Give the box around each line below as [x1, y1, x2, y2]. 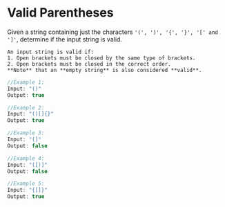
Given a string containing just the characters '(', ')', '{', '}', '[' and [7, 28, 219, 36]
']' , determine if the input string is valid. [7, 35, 123, 43]
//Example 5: [7, 180, 45, 188]
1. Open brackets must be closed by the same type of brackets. [7, 54, 196, 62]
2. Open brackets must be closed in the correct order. [7, 60, 171, 67]
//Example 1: [7, 78, 45, 86]
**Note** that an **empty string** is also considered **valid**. [7, 66, 202, 73]
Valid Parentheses [7, 5, 114, 21]
